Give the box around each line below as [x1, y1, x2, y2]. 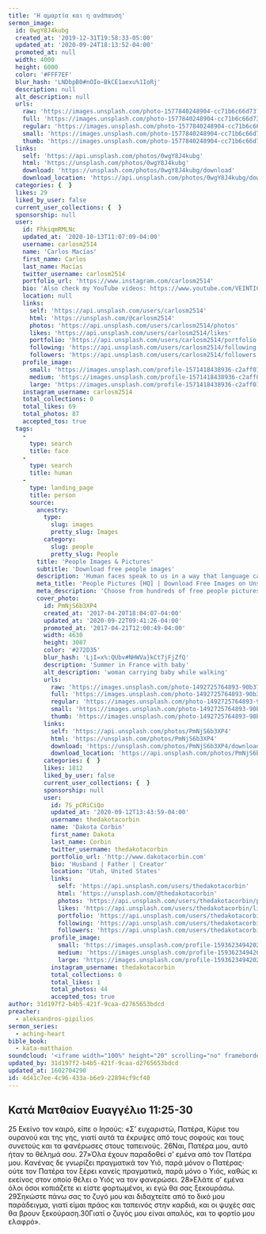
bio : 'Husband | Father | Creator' [50, 860, 169, 868]
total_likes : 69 [22, 402, 77, 411]
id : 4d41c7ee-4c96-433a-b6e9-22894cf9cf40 [8, 1074, 150, 1082]
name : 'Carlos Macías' [22, 248, 97, 256]
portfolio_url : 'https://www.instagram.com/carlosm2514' [22, 277, 215, 286]
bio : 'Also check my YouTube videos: [22, 285, 147, 293]
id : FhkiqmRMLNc [22, 225, 77, 234]
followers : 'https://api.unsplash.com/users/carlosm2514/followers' [28, 351, 260, 359]
